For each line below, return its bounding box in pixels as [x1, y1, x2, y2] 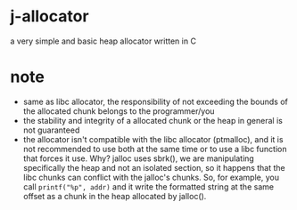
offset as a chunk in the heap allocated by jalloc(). [22, 190, 207, 201]
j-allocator [10, 6, 89, 27]
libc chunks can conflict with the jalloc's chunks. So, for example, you [22, 172, 280, 182]
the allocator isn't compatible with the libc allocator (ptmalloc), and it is [22, 133, 284, 144]
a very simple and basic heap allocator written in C [10, 36, 197, 46]
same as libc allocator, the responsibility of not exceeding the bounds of [22, 96, 288, 107]
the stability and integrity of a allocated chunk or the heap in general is [22, 115, 284, 125]
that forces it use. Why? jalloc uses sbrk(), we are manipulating [22, 153, 255, 164]
